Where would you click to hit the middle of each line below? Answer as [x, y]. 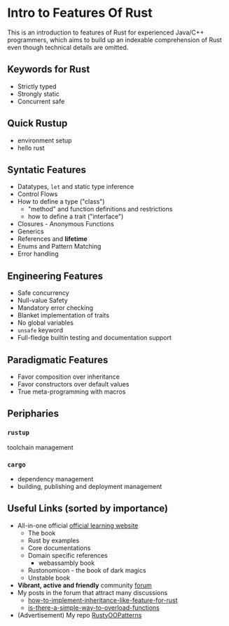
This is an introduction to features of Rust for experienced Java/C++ [106, 32]
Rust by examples [54, 540]
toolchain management [40, 447]
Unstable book [49, 578]
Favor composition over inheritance [69, 377]
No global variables [45, 323]
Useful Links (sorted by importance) [88, 508]
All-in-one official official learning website [78, 526]
